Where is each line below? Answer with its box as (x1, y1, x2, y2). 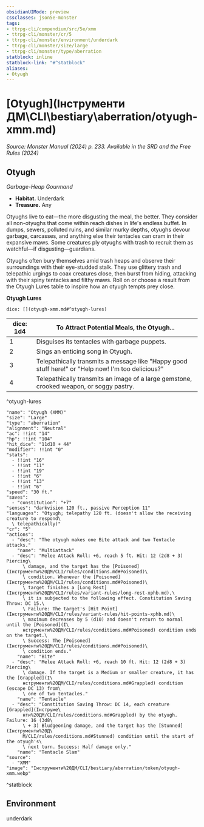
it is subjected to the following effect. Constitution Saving (28, 595, 191, 601)
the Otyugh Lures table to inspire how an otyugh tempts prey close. (6, 283, 175, 290)
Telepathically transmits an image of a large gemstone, (36, 374, 192, 383)
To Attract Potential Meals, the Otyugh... (56, 323, 175, 331)
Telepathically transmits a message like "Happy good (36, 357, 188, 365)
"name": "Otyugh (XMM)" (6, 410, 67, 416)
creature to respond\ (6, 516, 61, 522)
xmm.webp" (6, 771, 32, 777)
